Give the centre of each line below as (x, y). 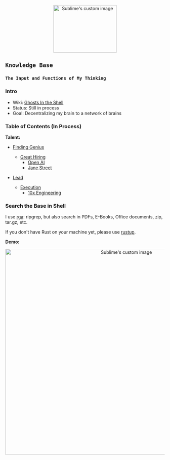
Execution (31, 187)
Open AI (36, 162)
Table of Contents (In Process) (44, 126)
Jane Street (40, 168)
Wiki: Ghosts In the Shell (38, 102)
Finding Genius (28, 147)
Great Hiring (33, 157)
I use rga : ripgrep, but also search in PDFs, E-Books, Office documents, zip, (84, 217)
